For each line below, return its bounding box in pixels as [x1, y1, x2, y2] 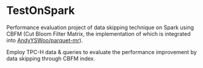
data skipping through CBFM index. [6, 55, 96, 62]
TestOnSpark [6, 4, 75, 18]
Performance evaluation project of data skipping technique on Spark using [6, 24, 194, 31]
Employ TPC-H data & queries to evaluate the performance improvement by [6, 48, 197, 55]
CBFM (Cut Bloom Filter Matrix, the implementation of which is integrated [6, 30, 191, 37]
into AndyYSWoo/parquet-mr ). [6, 36, 83, 44]
